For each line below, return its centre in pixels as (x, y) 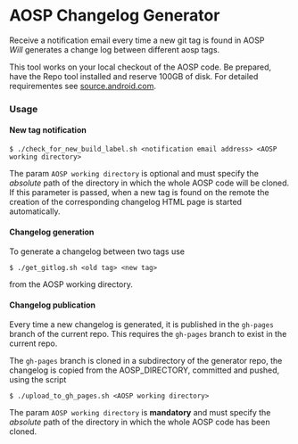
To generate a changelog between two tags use (97, 251)
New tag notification (48, 130)
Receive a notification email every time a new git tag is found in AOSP (137, 40)
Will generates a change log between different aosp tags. (115, 49)
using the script (38, 380)
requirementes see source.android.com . (83, 86)
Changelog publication (53, 305)
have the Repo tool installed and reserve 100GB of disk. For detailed (134, 76)
